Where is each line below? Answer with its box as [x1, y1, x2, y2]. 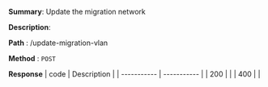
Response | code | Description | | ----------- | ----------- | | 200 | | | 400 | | [8, 69, 261, 79]
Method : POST [8, 54, 57, 63]
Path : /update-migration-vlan [8, 38, 108, 48]
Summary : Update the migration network [8, 7, 146, 16]
